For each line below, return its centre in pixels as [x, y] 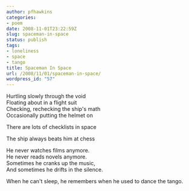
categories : [21, 17]
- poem [14, 23]
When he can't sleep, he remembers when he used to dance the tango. [95, 181]
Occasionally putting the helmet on [50, 116]
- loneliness [23, 51]
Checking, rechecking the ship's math [53, 109]
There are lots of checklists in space [51, 127]
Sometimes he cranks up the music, [51, 163]
